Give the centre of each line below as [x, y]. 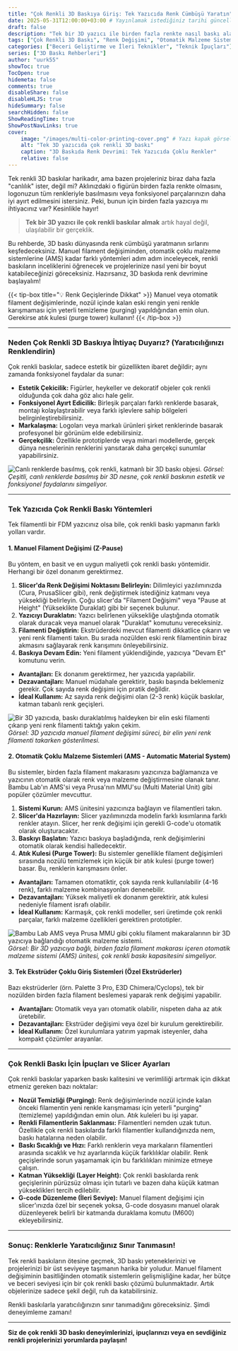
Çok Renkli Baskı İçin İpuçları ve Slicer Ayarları [89, 1064]
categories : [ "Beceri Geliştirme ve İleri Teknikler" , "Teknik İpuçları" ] [120, 47]
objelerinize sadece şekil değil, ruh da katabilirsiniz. [83, 1291]
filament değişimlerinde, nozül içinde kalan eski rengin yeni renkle [104, 302]
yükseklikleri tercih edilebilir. [59, 1191]
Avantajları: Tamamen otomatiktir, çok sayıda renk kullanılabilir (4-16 [118, 882]
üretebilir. [32, 1016]
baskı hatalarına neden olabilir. [63, 1138]
